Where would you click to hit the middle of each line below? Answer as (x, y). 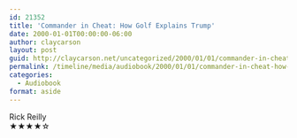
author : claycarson (45, 42)
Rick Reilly (28, 117)
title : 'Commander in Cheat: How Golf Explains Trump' (112, 26)
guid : (19, 58)
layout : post (33, 50)
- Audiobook (39, 83)
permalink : (29, 67)
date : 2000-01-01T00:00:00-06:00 (71, 34)
